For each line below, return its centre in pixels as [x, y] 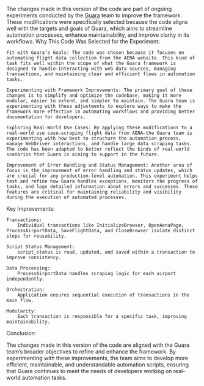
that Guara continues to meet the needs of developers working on [89, 371]
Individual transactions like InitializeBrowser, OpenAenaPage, [101, 225]
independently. [26, 279]
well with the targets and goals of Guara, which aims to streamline [89, 28]
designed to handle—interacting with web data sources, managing [91, 69]
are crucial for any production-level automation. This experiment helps [102, 176]
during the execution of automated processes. [67, 197]
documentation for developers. [46, 117]
